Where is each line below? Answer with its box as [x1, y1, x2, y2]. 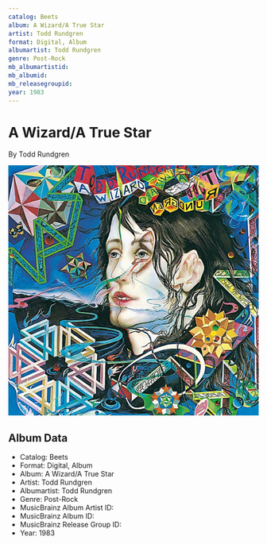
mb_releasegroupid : [8, 79, 73, 87]
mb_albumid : [8, 71, 48, 79]
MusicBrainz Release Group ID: [19, 520, 122, 530]
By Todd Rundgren [8, 149, 70, 159]
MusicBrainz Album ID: [19, 511, 95, 521]
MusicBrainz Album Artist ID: [19, 503, 114, 512]
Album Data [8, 431, 68, 445]
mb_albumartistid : [8, 64, 69, 71]
